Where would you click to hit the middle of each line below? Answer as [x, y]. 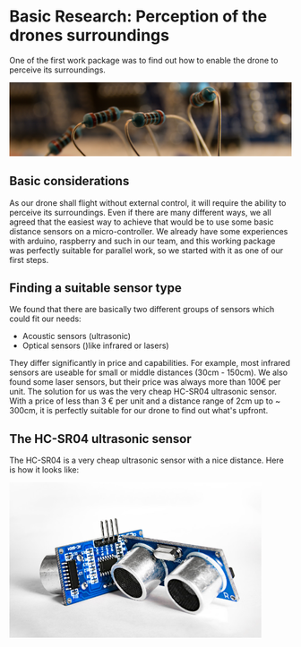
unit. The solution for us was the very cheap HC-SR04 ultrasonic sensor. [143, 392]
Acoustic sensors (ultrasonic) [77, 336]
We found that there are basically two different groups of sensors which [142, 310]
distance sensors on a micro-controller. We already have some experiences [149, 231]
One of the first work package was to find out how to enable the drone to [144, 60]
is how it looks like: [44, 470]
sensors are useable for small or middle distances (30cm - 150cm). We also [149, 372]
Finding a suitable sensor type [95, 288]
